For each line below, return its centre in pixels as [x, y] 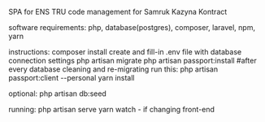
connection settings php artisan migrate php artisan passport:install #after [133, 61]
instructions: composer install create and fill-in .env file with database [125, 52]
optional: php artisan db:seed [58, 94]
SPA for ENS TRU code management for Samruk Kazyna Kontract [118, 12]
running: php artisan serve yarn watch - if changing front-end [112, 109]
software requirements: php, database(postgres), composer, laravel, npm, [132, 27]
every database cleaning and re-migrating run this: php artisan [113, 69]
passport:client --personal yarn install [72, 78]
